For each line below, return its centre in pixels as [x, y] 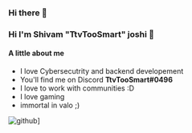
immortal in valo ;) [50, 105]
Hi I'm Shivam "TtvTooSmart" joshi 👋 [82, 34]
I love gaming [42, 97]
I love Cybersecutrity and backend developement [102, 71]
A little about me [36, 53]
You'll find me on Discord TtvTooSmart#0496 [96, 80]
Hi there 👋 [28, 13]
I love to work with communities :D [77, 88]
